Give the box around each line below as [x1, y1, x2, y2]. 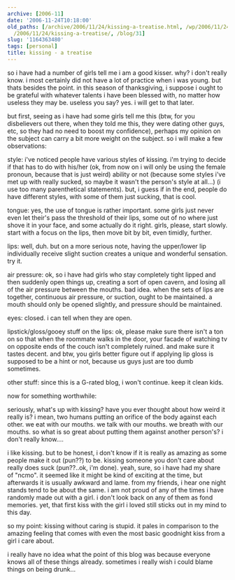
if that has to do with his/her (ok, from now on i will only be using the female [7, 163, 226, 171]
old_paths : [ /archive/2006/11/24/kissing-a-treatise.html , [7, 23, 183, 30]
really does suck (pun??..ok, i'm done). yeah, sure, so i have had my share [7, 463, 221, 471]
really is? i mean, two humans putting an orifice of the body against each [7, 413, 217, 421]
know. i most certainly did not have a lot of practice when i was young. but [7, 76, 222, 84]
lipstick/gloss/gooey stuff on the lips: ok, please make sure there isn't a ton [7, 327, 224, 336]
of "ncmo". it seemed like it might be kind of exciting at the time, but [7, 471, 203, 479]
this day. [7, 508, 32, 516]
